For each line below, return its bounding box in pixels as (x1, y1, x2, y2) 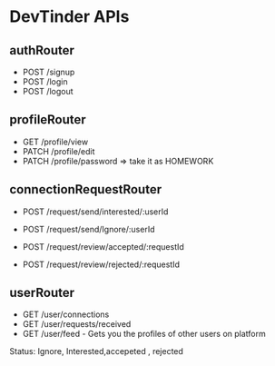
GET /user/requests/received (22, 319, 132, 330)
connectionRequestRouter (9, 182, 162, 197)
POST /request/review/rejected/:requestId (22, 259, 180, 270)
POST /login (22, 76, 68, 87)
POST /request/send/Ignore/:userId (22, 223, 155, 234)
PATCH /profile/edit (22, 145, 95, 156)
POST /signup (22, 66, 75, 77)
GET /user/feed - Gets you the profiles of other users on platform (22, 329, 266, 340)
